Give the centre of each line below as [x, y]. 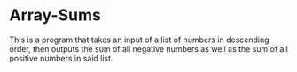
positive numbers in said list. [61, 58]
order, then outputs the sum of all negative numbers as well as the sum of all [148, 48]
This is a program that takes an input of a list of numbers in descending [139, 40]
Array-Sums [55, 15]
